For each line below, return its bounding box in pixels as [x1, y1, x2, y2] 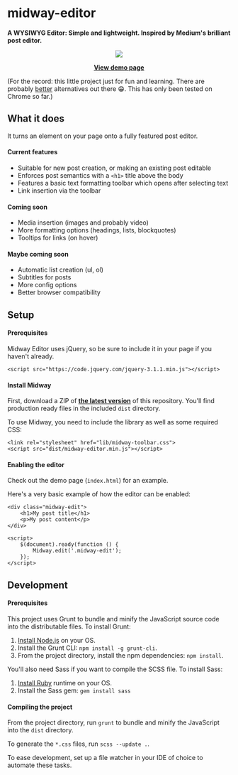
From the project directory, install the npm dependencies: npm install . [17, 651, 224, 659]
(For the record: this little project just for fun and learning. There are [7, 77, 205, 85]
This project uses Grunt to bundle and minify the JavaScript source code [7, 614, 220, 623]
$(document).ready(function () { [20, 541, 119, 548]
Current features [7, 148, 58, 156]
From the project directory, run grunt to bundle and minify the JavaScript [7, 718, 220, 727]
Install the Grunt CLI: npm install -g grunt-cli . [17, 643, 157, 652]
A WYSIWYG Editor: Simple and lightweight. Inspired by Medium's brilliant [7, 28, 231, 37]
